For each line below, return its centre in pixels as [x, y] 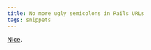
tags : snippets [29, 20]
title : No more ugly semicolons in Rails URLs [76, 13]
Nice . [15, 39]
